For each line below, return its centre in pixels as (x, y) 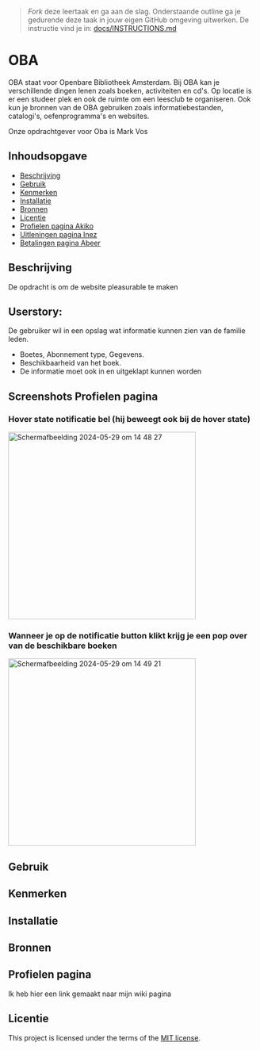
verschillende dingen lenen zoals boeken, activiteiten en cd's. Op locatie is (130, 90)
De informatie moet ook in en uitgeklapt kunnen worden (111, 371)
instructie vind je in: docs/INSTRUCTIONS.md (102, 28)
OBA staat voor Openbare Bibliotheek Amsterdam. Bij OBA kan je (114, 82)
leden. (19, 339)
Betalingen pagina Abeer (60, 243)
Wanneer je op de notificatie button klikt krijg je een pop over (128, 635)
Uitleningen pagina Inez (58, 234)
